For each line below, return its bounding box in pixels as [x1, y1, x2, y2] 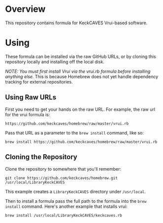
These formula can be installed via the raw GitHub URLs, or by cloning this [5, 53, 156, 59]
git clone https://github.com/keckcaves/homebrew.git [5, 176, 118, 180]
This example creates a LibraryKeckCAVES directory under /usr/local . [5, 188, 146, 194]
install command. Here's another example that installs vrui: [5, 203, 128, 209]
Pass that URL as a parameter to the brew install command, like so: [5, 130, 144, 135]
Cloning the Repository [5, 153, 77, 161]
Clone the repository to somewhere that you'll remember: [5, 166, 122, 172]
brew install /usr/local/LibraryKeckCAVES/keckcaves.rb [5, 213, 122, 218]
